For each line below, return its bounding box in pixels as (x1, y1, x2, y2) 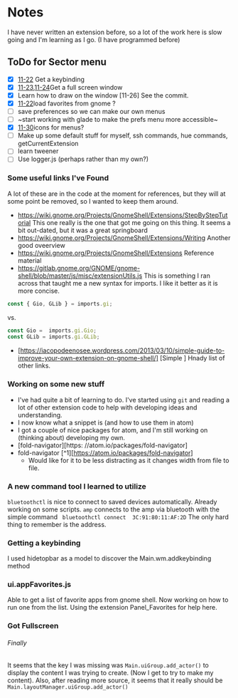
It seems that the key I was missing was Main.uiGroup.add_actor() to (7, 660, 210, 670)
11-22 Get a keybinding (17, 75, 85, 83)
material (17, 256, 42, 264)
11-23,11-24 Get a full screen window (17, 83, 123, 91)
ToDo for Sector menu (7, 56, 107, 68)
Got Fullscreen (7, 621, 59, 631)
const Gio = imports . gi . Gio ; (7, 327, 97, 334)
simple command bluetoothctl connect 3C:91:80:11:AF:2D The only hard (7, 512, 229, 521)
